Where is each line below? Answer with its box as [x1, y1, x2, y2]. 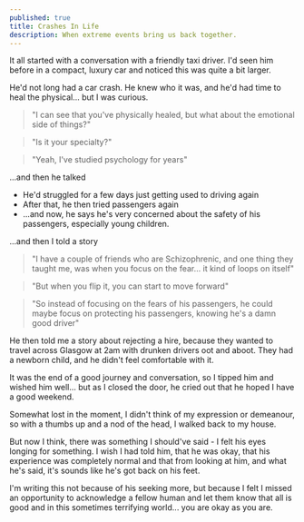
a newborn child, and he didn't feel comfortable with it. [9, 355, 215, 366]
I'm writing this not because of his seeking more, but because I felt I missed [9, 483, 292, 494]
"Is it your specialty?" [31, 137, 113, 148]
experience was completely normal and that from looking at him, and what [9, 456, 288, 467]
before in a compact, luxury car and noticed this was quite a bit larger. [9, 64, 272, 75]
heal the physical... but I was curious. [9, 92, 149, 103]
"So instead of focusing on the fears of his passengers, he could [31, 299, 274, 310]
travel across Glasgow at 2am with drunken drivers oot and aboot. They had [9, 345, 293, 356]
